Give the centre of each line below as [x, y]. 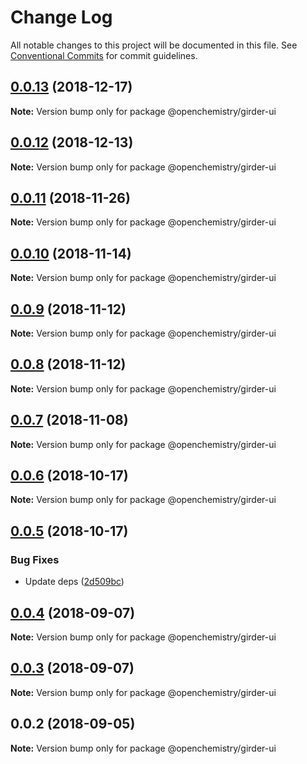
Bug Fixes [35, 559]
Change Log [61, 17]
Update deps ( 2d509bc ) [74, 582]
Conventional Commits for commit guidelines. [104, 55]
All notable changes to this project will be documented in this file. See [154, 45]
